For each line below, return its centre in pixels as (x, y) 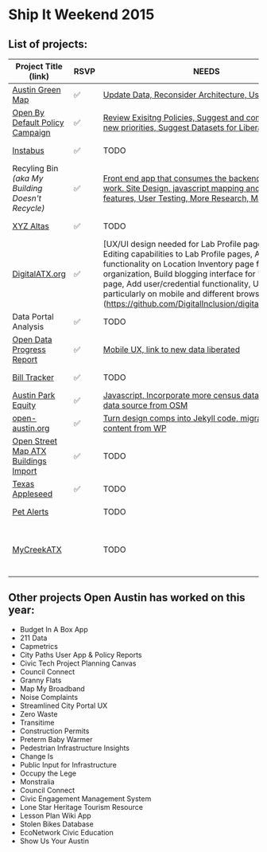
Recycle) (29, 208)
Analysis (28, 326)
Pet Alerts (31, 512)
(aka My (28, 178)
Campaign (31, 133)
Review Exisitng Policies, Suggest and (174, 117)
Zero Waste (39, 713)
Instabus (29, 150)
